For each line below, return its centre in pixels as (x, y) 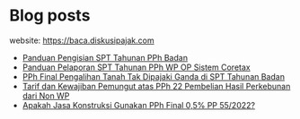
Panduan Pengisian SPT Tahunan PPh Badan (105, 57)
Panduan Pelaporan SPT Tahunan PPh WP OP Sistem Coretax (136, 67)
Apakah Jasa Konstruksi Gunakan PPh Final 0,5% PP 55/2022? (139, 105)
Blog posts (50, 16)
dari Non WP (46, 96)
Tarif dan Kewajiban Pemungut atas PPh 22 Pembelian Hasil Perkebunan (156, 86)
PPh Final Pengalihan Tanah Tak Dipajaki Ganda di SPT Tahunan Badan (154, 76)
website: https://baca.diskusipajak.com (82, 40)
